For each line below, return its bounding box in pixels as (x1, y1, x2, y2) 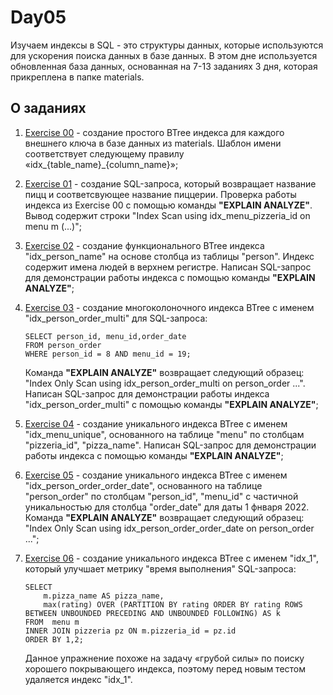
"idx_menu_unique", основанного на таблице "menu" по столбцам (24, 428, 305, 440)
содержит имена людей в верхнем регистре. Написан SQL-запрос (24, 261, 312, 273)
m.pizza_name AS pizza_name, (43, 591, 165, 601)
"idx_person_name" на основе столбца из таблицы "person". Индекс (24, 250, 315, 262)
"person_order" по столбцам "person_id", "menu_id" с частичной (24, 490, 299, 502)
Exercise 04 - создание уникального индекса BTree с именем (24, 417, 288, 430)
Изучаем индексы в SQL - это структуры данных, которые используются (10, 39, 324, 51)
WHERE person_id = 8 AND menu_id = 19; (24, 349, 192, 359)
